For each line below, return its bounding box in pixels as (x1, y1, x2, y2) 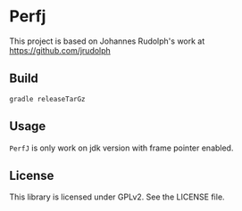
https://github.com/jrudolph (9, 45, 112, 55)
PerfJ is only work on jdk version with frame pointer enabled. (9, 142, 234, 153)
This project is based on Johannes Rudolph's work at (9, 36, 205, 46)
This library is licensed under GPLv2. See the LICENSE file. (9, 191, 225, 202)
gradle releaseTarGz (9, 94, 87, 103)
